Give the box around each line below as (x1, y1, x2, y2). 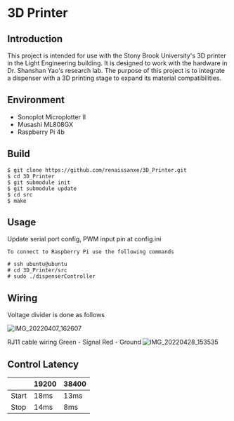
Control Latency (7, 358, 79, 370)
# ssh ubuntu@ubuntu (7, 261, 68, 268)
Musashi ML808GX (17, 120, 74, 128)
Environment (7, 94, 65, 106)
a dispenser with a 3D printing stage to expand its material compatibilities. (7, 74, 222, 82)
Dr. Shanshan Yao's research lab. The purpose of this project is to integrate (7, 67, 225, 74)
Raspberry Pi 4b (17, 128, 65, 136)
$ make (7, 197, 27, 204)
